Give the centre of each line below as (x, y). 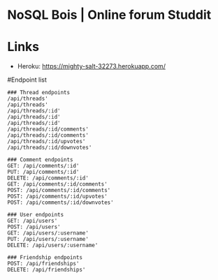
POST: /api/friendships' (43, 264)
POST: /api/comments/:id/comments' (59, 191)
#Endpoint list (27, 80)
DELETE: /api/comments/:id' (48, 178)
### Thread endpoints (39, 93)
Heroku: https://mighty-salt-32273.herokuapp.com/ (92, 66)
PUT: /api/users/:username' (48, 240)
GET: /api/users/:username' (48, 233)
